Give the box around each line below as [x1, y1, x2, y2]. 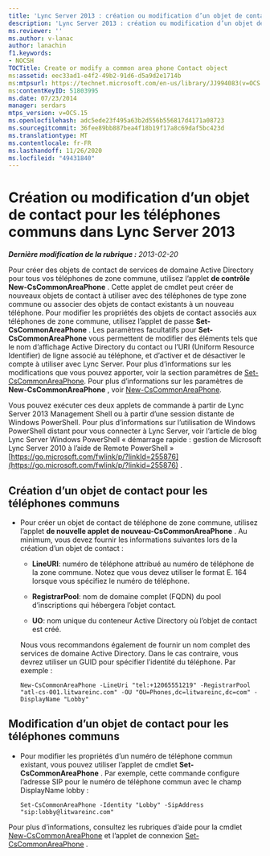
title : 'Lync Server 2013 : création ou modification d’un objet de [8, 11, 243, 20]
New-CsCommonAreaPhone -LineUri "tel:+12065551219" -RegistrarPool [19, 681, 251, 689]
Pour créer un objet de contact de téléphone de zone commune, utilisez [19, 518, 259, 527]
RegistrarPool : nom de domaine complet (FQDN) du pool [31, 592, 222, 601]
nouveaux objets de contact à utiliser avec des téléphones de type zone [8, 291, 247, 300]
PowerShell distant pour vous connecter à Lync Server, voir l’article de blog [8, 426, 257, 436]
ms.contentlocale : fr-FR [8, 139, 92, 147]
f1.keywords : [8, 49, 52, 57]
